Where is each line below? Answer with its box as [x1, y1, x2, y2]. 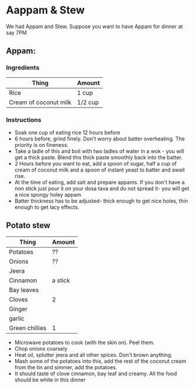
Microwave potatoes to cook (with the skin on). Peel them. [14, 339, 155, 346]
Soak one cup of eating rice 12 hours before [14, 129, 121, 136]
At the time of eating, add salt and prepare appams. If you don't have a [14, 178, 185, 186]
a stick [51, 276, 70, 284]
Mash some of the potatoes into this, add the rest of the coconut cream [14, 358, 187, 365]
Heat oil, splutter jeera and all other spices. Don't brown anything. [14, 351, 173, 358]
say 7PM [6, 29, 27, 36]
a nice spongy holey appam [14, 191, 82, 198]
